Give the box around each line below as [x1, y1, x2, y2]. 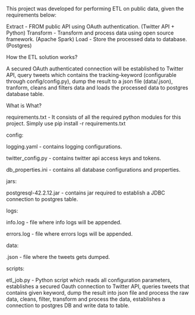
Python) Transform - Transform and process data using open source [6, 29, 174, 36]
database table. [6, 91, 45, 97]
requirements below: [6, 11, 56, 18]
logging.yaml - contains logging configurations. [6, 143, 122, 150]
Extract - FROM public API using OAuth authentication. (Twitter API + [6, 23, 175, 30]
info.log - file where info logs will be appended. [6, 219, 122, 226]
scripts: [6, 265, 25, 272]
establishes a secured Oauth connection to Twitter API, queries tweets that [6, 283, 190, 290]
